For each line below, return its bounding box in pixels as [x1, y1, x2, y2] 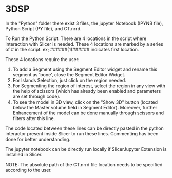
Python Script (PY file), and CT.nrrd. [5, 25, 82, 31]
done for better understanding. [5, 136, 71, 142]
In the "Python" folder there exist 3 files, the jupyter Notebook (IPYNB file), [5, 20, 163, 26]
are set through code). [12, 93, 61, 100]
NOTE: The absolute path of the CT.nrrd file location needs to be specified [5, 161, 163, 167]
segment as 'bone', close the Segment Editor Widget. [12, 71, 126, 77]
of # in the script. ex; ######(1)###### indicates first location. [5, 46, 139, 52]
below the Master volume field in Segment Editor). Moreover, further [12, 104, 158, 110]
